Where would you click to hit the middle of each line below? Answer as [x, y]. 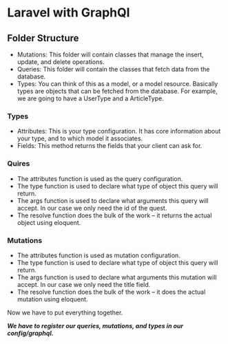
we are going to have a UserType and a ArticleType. [90, 98]
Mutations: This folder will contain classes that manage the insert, [111, 54]
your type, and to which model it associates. [80, 138]
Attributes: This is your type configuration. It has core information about [119, 131]
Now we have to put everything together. [65, 312]
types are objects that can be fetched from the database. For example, [117, 91]
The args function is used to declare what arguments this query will [113, 200]
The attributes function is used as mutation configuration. [99, 255]
